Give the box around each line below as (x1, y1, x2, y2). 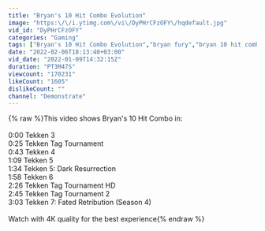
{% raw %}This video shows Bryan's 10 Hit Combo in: (8, 114, 183, 123)
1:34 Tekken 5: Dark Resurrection (8, 164, 117, 173)
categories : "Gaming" (8, 33, 80, 42)
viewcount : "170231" (8, 70, 77, 78)
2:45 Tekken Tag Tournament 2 (8, 189, 110, 199)
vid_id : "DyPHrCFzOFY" (8, 26, 83, 34)
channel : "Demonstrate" (8, 92, 87, 100)
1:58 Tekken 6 (8, 173, 54, 182)
